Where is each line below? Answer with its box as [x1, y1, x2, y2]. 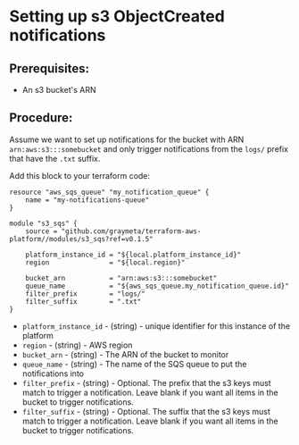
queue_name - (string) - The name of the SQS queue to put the [21, 358, 247, 369]
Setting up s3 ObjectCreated [9, 6, 225, 27]
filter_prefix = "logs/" [25, 289, 145, 298]
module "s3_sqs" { [9, 219, 78, 228]
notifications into [21, 368, 85, 379]
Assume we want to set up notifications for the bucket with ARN [9, 134, 245, 145]
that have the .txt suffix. [9, 153, 101, 164]
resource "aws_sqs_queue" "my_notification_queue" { [9, 188, 210, 197]
